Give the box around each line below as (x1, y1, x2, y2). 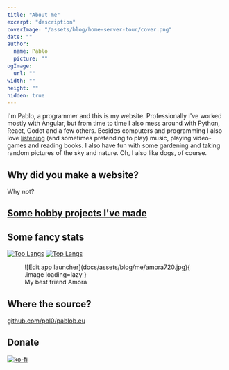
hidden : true (7, 92, 45, 99)
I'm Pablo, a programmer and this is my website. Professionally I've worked (7, 112, 222, 120)
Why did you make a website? (7, 169, 139, 181)
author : (7, 40, 30, 48)
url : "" (13, 70, 36, 77)
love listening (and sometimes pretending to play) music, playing (7, 134, 192, 143)
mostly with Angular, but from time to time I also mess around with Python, (7, 119, 220, 128)
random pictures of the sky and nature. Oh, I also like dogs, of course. (7, 149, 207, 157)
